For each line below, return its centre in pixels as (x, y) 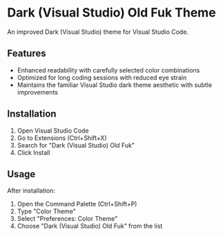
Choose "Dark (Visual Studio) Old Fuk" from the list (90, 226)
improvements (38, 92)
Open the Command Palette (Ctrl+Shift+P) (77, 204)
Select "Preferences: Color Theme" (67, 219)
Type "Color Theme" (46, 211)
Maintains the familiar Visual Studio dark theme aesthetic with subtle (115, 85)
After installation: (31, 190)
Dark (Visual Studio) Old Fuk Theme (111, 13)
